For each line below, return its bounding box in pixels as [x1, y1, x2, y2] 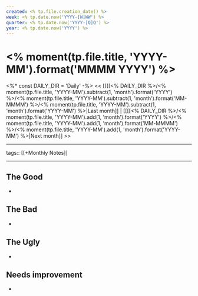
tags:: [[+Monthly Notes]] [6, 149, 68, 157]
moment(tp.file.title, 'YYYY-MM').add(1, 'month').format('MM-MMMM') [6, 120, 179, 127]
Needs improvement [6, 270, 82, 280]
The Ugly [6, 237, 40, 247]
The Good [6, 172, 43, 182]
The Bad [6, 204, 37, 215]
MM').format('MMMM [6, 63, 116, 77]
